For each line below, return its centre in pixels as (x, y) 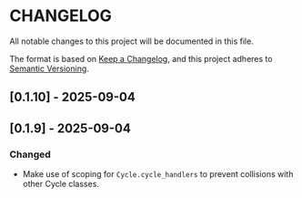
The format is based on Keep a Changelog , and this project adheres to (141, 58)
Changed (30, 154)
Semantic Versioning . (49, 68)
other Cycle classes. (61, 184)
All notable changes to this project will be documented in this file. (132, 41)
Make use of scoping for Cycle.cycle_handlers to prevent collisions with (158, 174)
